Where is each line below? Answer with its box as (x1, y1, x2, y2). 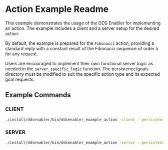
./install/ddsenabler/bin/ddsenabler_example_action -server (5, 140, 135, 145)
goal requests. (5, 76, 35, 82)
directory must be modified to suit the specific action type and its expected (5, 71, 160, 77)
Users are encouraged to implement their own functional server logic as (5, 60, 153, 66)
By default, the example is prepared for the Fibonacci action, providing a (5, 40, 154, 46)
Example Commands (5, 91, 71, 99)
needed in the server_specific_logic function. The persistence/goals (5, 66, 149, 72)
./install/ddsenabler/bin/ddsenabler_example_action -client (5, 117, 135, 122)
